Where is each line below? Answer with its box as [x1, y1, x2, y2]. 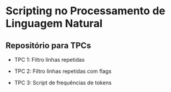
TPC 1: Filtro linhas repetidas [14, 56, 85, 63]
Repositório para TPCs [5, 40, 91, 50]
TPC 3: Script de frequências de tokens [14, 79, 112, 86]
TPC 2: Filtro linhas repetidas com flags [14, 68, 112, 75]
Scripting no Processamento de [5, 4, 166, 18]
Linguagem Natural [5, 17, 103, 30]
